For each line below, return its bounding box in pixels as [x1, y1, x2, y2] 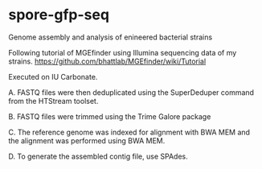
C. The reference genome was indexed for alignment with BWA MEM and [8, 127, 251, 137]
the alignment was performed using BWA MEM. [8, 135, 166, 146]
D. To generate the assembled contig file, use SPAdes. [8, 151, 188, 161]
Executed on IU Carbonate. [8, 72, 98, 81]
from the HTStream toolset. [8, 96, 99, 105]
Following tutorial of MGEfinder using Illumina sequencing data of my [8, 47, 237, 57]
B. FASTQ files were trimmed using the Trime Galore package [8, 111, 211, 122]
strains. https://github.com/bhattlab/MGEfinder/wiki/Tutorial [8, 56, 207, 66]
